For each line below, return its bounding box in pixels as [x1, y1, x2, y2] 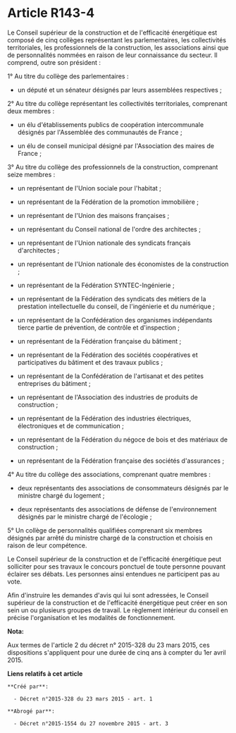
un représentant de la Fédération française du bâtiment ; [17, 337, 182, 345]
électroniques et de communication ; [17, 421, 125, 430]
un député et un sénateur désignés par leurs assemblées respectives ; [17, 85, 222, 94]
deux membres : [7, 107, 55, 115]
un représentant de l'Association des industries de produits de [17, 393, 199, 401]
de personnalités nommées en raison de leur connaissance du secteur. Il [7, 51, 218, 59]
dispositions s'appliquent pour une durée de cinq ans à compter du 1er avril [7, 648, 227, 657]
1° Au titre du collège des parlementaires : [7, 72, 129, 80]
